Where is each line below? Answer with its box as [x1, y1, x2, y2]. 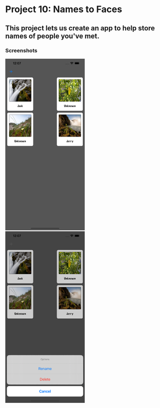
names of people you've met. [5, 31, 100, 40]
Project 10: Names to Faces [5, 4, 122, 15]
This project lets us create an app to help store [5, 24, 155, 32]
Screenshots [5, 47, 38, 54]
